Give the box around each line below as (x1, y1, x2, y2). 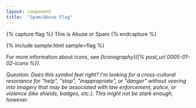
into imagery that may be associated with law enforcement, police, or (6, 83, 176, 90)
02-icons (6, 60, 28, 67)
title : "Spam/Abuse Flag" (6, 14, 73, 20)
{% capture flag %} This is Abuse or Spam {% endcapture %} (6, 30, 157, 37)
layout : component (6, 8, 52, 15)
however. (6, 96, 28, 103)
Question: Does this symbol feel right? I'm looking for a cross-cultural (6, 71, 176, 78)
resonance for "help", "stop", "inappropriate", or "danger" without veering (6, 77, 187, 84)
